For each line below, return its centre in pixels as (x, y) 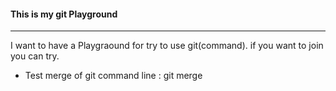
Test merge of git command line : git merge (113, 76)
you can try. (35, 56)
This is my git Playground (64, 14)
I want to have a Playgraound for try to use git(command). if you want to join (167, 46)
